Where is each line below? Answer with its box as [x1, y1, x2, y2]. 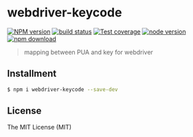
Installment [7, 68, 57, 79]
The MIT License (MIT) [7, 123, 72, 132]
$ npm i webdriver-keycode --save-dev [7, 86, 118, 93]
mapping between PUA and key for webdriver [23, 48, 153, 56]
